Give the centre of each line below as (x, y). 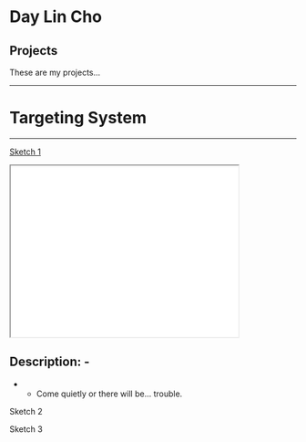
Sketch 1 (25, 152)
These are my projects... (55, 72)
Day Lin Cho (56, 17)
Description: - (50, 362)
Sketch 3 (26, 429)
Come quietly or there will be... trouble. (109, 394)
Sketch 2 (26, 411)
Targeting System (78, 118)
